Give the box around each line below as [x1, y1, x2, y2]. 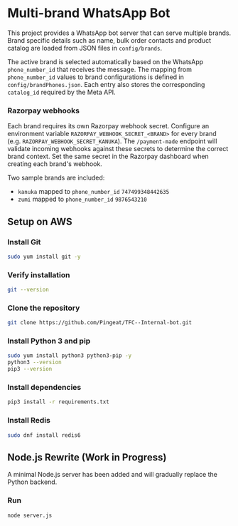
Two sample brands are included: [7, 173, 105, 182]
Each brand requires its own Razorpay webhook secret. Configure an [7, 122, 210, 130]
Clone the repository [7, 303, 80, 313]
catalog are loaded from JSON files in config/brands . [7, 43, 162, 52]
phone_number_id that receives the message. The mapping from [7, 65, 192, 73]
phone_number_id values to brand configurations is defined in [7, 73, 185, 81]
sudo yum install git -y [7, 253, 81, 260]
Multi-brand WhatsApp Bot [7, 5, 171, 21]
